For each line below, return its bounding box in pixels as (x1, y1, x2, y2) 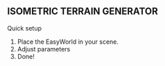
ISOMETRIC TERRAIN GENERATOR (7, 6, 158, 17)
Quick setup (7, 24, 42, 32)
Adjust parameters (17, 44, 71, 53)
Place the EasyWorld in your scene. (17, 38, 119, 46)
